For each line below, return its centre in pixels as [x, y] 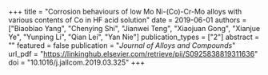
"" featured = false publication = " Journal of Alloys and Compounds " [122, 45]
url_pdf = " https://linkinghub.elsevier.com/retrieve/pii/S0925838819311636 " [133, 54]
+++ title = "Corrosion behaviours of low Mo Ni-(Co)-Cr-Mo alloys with [125, 12]
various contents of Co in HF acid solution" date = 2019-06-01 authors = [128, 20]
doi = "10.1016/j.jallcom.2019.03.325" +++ [77, 62]
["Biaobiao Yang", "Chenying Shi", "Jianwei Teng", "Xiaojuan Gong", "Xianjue [134, 28]
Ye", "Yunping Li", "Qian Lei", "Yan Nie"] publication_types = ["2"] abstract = [134, 37]
